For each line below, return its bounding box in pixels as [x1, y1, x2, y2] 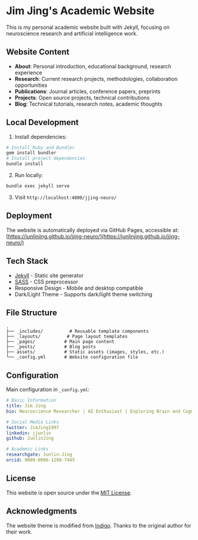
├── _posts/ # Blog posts [6, 344, 96, 350]
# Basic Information [6, 397, 57, 404]
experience [14, 69, 42, 76]
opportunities [14, 81, 48, 89]
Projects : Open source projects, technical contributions [14, 94, 150, 101]
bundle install [6, 161, 44, 167]
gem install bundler [6, 150, 57, 156]
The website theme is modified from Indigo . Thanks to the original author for [6, 522, 192, 529]
